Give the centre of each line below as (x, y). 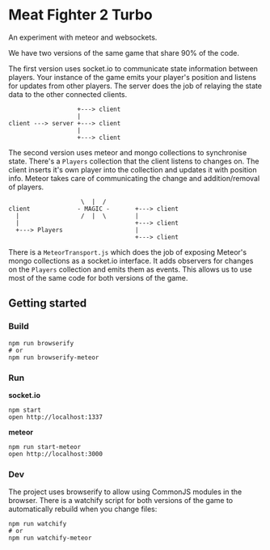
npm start (25, 410)
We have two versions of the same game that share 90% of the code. (124, 53)
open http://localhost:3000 (56, 454)
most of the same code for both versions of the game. (98, 277)
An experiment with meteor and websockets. (83, 37)
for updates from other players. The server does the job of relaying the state (135, 86)
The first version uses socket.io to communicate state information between (133, 68)
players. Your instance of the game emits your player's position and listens (133, 77)
